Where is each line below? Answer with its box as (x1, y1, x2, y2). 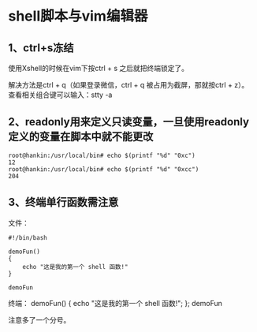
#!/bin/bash (8, 233, 47, 241)
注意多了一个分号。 (8, 315, 71, 324)
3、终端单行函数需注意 (8, 196, 119, 209)
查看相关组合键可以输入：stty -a (8, 90, 113, 99)
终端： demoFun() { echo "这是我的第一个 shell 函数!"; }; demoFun (8, 298, 223, 308)
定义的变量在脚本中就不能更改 (8, 130, 154, 144)
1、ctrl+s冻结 (8, 41, 74, 54)
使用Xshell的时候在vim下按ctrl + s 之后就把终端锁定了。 (8, 64, 189, 73)
